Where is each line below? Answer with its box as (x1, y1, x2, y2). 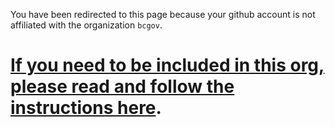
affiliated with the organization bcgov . (10, 19, 163, 31)
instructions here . (10, 97, 162, 119)
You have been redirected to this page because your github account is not (10, 9, 316, 20)
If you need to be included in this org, (10, 54, 325, 77)
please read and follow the (10, 75, 235, 98)
